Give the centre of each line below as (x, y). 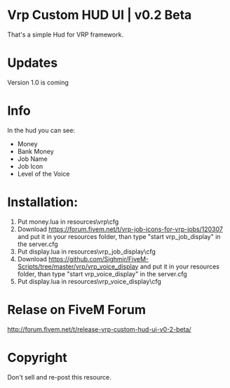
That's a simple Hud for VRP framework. (66, 34)
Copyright (38, 357)
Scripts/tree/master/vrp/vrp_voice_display (78, 266)
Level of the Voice (43, 174)
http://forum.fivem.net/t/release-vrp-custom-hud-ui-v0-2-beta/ (99, 329)
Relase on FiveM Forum (76, 310)
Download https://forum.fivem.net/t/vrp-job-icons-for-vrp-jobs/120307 (120, 229)
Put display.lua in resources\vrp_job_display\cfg (87, 251)
